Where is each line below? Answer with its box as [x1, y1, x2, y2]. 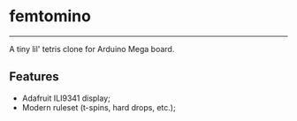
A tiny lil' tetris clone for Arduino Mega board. [9, 43, 175, 54]
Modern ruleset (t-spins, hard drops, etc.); [21, 102, 176, 112]
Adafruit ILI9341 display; [21, 93, 110, 103]
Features [9, 69, 59, 85]
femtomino [9, 6, 91, 26]
